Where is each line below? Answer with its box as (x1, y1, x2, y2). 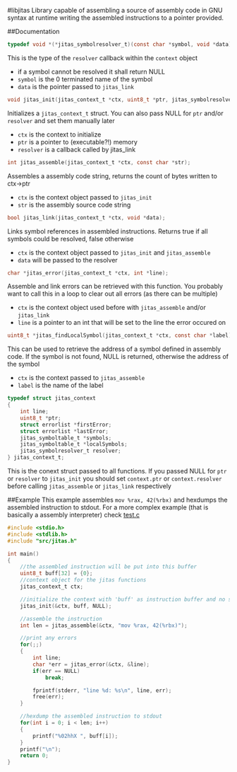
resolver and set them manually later (7, 116, 115, 125)
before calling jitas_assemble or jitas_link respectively (7, 482, 171, 490)
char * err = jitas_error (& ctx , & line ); (32, 661, 150, 668)
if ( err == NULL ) (32, 667, 80, 674)
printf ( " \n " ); (20, 746, 61, 753)
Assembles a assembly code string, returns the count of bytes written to (7, 171, 217, 180)
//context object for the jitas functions (20, 577, 147, 584)
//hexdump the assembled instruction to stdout (20, 713, 162, 720)
